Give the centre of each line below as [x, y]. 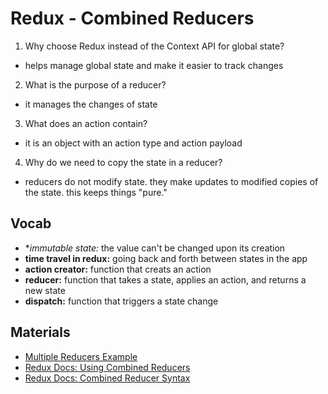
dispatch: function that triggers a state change [121, 301]
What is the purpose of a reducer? [95, 84]
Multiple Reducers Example [81, 356]
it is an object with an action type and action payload [133, 143]
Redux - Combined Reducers [132, 18]
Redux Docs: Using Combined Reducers [107, 367]
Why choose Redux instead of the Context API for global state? [154, 46]
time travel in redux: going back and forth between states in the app [166, 258]
